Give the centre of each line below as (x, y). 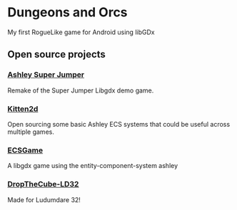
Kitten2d (23, 109)
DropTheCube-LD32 (43, 184)
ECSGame (25, 150)
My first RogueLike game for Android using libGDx (81, 32)
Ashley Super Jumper (46, 75)
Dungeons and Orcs (67, 12)
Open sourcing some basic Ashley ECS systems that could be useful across (119, 124)
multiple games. (31, 132)
